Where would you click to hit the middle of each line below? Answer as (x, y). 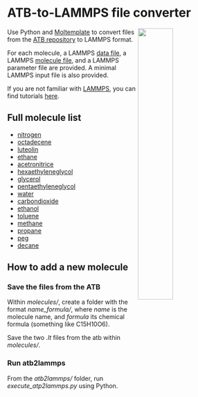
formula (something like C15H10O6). (58, 324)
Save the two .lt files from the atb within (64, 338)
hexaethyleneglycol (45, 171)
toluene (28, 216)
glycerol (29, 179)
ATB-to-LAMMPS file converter (99, 13)
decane (28, 245)
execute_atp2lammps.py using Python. (63, 386)
